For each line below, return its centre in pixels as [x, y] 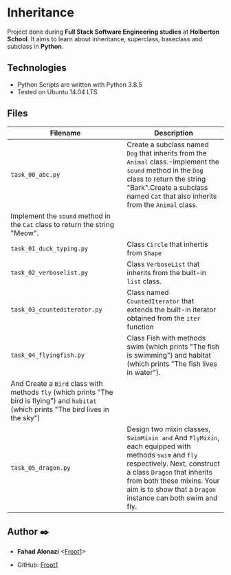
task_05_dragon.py [41, 468]
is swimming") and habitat [169, 355]
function [140, 327]
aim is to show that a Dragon [172, 489]
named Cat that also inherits [172, 196]
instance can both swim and [172, 498]
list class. [144, 281]
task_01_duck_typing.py [49, 248]
